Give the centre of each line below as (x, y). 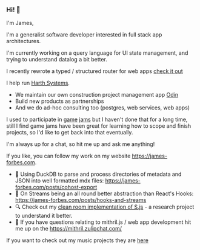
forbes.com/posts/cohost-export (56, 187)
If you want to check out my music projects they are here (77, 240)
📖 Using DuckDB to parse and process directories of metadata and (98, 174)
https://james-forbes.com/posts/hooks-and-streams (81, 200)
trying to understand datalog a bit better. (57, 60)
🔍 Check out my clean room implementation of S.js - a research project (105, 207)
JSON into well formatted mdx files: (59, 181)
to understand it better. (44, 216)
